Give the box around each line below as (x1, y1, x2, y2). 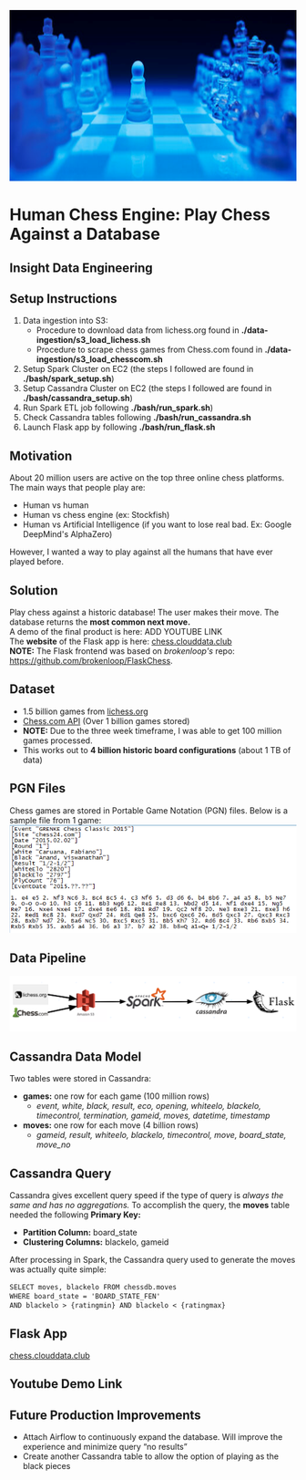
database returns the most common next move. (9, 616, 191, 627)
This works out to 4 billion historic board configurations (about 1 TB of (22, 744, 291, 755)
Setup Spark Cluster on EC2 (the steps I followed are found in (22, 364, 254, 375)
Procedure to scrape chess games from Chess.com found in (36, 344, 263, 356)
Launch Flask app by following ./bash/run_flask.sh (22, 421, 216, 433)
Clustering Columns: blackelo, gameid (22, 1237, 169, 1247)
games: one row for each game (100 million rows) (22, 1091, 210, 1102)
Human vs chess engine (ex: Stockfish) (22, 510, 170, 521)
